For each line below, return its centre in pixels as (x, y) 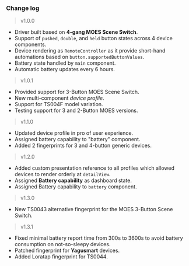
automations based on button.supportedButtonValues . (79, 57)
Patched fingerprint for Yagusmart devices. (67, 251)
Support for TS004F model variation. (59, 104)
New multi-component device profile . (59, 98)
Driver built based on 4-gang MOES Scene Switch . (76, 32)
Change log (23, 8)
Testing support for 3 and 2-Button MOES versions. (76, 111)
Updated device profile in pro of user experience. (73, 133)
